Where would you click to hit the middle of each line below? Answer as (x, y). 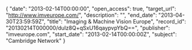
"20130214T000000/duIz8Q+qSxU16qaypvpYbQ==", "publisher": (88, 28)
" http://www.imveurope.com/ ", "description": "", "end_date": (81, 15)
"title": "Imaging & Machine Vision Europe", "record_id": (116, 21)
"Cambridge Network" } (36, 41)
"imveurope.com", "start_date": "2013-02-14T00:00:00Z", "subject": (91, 34)
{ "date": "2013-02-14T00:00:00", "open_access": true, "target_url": (91, 9)
